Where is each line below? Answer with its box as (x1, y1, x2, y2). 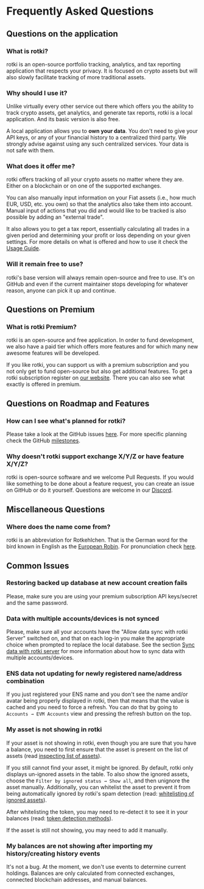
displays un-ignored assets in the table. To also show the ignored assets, (6, 770, 189, 777)
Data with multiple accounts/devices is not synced (6, 614, 160, 623)
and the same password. (6, 599, 68, 606)
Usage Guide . (6, 245, 41, 252)
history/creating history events (6, 849, 100, 857)
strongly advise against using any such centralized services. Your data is (6, 140, 189, 147)
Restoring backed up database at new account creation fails (6, 579, 188, 587)
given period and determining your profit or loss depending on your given (6, 232, 191, 239)
